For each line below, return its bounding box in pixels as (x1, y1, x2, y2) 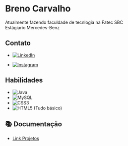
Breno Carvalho (5, 3, 71, 14)
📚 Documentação (5, 120, 62, 128)
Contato (5, 39, 31, 48)
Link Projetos (12, 136, 40, 142)
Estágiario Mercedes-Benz (5, 24, 60, 30)
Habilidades (5, 76, 43, 85)
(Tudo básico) (34, 105, 63, 111)
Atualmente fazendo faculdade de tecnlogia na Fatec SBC (5, 19, 123, 25)
